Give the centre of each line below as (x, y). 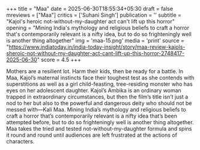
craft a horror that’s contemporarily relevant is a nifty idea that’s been (92, 116)
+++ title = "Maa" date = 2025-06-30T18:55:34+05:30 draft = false (89, 9)
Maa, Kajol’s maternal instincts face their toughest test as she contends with (100, 78)
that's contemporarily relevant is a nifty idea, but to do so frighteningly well (99, 34)
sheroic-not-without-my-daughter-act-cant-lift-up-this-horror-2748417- (95, 53)
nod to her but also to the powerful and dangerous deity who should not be (99, 103)
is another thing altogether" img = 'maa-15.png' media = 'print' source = (95, 40)
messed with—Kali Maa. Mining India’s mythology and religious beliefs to (96, 109)
